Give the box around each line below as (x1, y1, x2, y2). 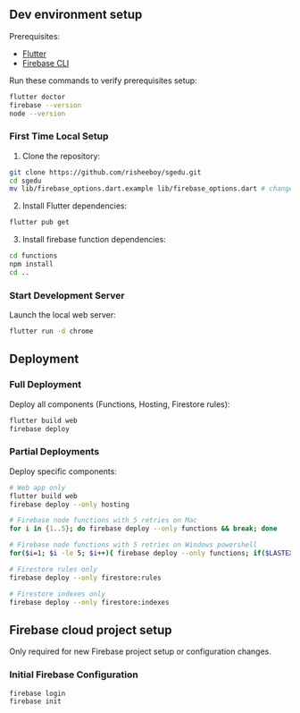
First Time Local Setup (9, 130, 109, 142)
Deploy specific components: (9, 465, 118, 477)
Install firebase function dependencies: (21, 234, 167, 245)
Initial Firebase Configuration (9, 668, 138, 681)
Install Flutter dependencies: (21, 200, 128, 211)
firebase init (9, 697, 62, 706)
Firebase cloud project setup (9, 622, 172, 638)
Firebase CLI (21, 57, 70, 68)
